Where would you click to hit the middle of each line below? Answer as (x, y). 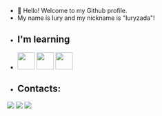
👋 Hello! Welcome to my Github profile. (72, 11)
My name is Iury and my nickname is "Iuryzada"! (86, 18)
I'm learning (43, 39)
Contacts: (39, 89)
